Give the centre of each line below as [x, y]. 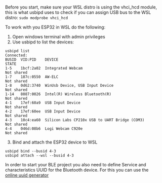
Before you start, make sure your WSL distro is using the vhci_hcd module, [81, 7]
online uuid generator [27, 175]
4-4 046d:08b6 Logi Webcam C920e [44, 129]
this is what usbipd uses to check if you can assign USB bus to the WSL [78, 12]
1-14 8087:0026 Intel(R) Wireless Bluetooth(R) [58, 94]
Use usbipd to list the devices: [43, 42]
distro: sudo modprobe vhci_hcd [37, 18]
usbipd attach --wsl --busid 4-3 [40, 155]
